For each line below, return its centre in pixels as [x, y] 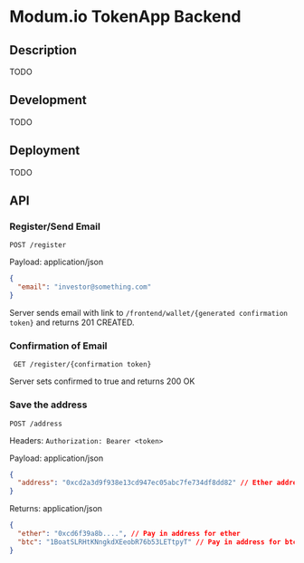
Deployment [45, 151]
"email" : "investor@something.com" [85, 287]
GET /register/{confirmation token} [82, 365]
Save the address [48, 405]
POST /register [38, 245]
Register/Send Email [55, 226]
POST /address [36, 424]
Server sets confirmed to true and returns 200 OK [102, 381]
